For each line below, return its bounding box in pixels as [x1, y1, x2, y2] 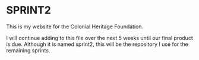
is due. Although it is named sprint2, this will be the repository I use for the [6, 41, 188, 48]
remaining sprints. [6, 46, 50, 54]
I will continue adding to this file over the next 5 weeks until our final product [6, 34, 193, 41]
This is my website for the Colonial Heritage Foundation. [6, 23, 144, 30]
